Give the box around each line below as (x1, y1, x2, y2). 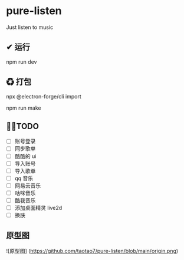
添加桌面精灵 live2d (14, 204, 63, 211)
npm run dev (6, 58, 37, 65)
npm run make (6, 104, 41, 111)
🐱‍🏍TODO (6, 121, 40, 131)
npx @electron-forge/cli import (6, 93, 81, 100)
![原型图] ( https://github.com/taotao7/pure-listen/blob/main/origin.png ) (6, 247, 179, 254)
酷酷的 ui (14, 152, 37, 160)
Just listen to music (6, 24, 54, 31)
